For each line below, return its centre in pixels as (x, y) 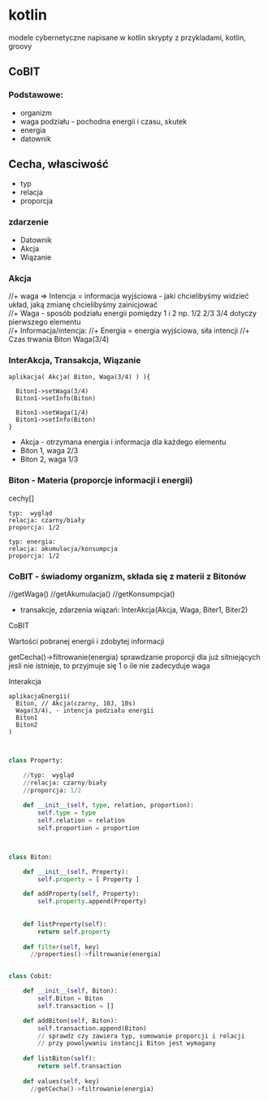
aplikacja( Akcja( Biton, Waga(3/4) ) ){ (80, 377)
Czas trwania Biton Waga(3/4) (59, 339)
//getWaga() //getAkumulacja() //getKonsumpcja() (92, 594)
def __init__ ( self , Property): (76, 872)
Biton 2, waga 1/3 (49, 459)
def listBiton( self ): (59, 1059)
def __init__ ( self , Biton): (70, 991)
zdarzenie (28, 222)
